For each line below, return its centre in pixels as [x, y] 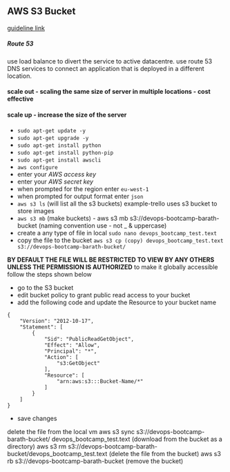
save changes [37, 418]
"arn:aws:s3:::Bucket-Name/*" [100, 381]
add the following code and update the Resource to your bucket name [116, 302]
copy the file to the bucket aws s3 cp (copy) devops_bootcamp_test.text [120, 240]
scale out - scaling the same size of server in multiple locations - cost [109, 92]
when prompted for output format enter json [80, 196]
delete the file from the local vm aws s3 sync [71, 431]
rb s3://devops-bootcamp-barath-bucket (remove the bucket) [95, 461]
